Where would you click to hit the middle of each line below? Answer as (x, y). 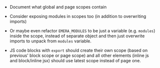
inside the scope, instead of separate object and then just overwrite (77, 36)
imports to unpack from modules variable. (50, 41)
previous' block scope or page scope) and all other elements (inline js (79, 55)
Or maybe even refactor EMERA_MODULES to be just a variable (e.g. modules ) (82, 31)
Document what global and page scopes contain (58, 7)
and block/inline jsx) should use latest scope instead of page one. (75, 61)
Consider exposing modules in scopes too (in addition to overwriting (78, 16)
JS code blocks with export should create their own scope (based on (79, 50)
